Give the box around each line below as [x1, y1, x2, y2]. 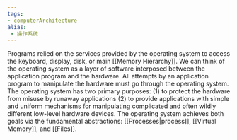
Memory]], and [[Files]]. [7, 124, 77, 133]
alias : [7, 23, 27, 30]
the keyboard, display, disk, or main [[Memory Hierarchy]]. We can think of [7, 57, 225, 66]
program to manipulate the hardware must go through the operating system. [7, 79, 229, 88]
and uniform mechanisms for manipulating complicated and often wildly [7, 102, 216, 110]
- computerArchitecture [7, 17, 78, 24]
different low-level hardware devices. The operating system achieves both [7, 110, 224, 118]
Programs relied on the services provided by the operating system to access [7, 49, 231, 58]
